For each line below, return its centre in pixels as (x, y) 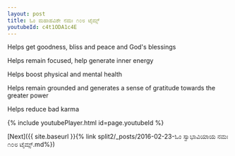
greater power (28, 95)
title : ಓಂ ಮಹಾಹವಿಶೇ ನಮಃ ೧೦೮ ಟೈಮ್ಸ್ (54, 20)
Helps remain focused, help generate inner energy (80, 61)
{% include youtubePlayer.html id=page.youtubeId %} (86, 123)
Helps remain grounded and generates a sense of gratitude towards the (112, 88)
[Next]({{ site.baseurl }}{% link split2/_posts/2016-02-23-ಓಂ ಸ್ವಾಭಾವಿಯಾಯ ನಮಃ (118, 137)
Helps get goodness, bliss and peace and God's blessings (92, 47)
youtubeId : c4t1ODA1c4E (42, 27)
